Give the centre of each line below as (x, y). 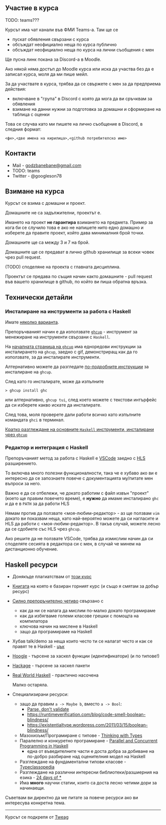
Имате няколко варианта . (32, 322)
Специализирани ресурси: (40, 694)
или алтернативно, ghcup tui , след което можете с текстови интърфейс (81, 400)
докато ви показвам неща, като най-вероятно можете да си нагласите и (82, 518)
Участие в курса (32, 8)
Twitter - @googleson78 (37, 176)
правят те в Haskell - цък (38, 646)
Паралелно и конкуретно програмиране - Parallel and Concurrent (88, 741)
